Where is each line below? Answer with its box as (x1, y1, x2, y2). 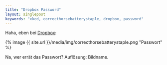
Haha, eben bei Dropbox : (5, 30, 56, 36)
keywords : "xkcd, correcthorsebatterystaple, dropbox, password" (5, 16, 144, 21)
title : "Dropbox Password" (5, 7, 61, 12)
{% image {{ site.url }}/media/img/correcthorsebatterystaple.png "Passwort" (5, 39, 163, 45)
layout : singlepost (5, 12, 46, 17)
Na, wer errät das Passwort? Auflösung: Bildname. (5, 54, 109, 60)
